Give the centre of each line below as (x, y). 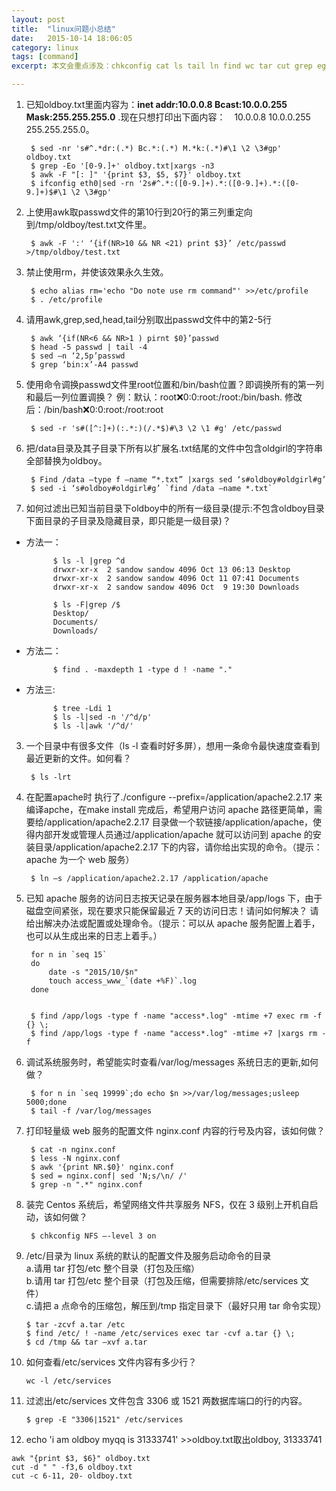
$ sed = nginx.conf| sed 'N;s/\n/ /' (109, 1176)
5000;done (46, 1102)
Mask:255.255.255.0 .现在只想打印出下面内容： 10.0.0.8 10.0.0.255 (168, 117)
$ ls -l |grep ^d (89, 561)
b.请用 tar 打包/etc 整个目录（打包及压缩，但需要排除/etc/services (162, 1280)
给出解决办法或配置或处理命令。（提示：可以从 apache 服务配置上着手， (173, 923)
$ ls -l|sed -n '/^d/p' (102, 717)
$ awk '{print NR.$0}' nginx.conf (102, 1167)
